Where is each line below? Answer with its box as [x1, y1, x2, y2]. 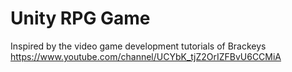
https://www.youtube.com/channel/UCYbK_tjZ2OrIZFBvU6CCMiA [10, 50, 282, 62]
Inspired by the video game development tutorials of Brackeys [10, 40, 267, 52]
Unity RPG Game [10, 7, 151, 30]
